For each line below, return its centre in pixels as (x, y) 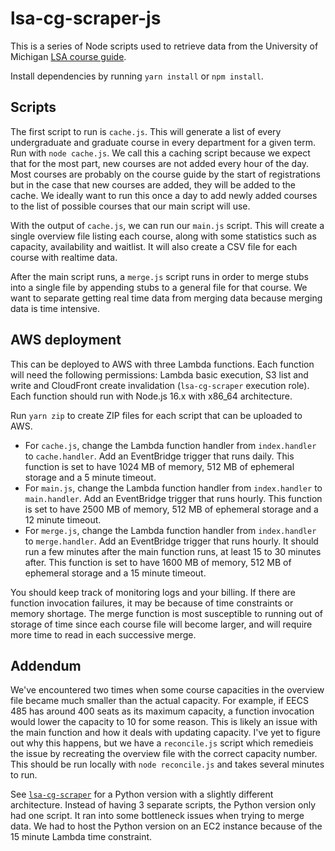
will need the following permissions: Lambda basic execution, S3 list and (159, 374)
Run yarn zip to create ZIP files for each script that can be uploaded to (156, 415)
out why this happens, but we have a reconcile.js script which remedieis (162, 743)
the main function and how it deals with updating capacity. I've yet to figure (165, 733)
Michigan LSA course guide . (68, 56)
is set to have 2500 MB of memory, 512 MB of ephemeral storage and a (171, 509)
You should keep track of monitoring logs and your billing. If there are (153, 592)
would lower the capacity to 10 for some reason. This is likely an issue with (164, 722)
